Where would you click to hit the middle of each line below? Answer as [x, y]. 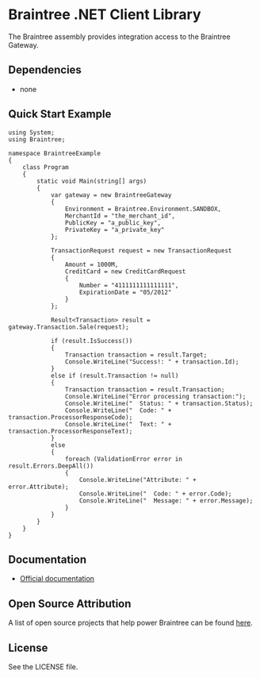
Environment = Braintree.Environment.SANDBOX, [143, 209]
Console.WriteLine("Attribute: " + [138, 480]
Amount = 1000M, [92, 264]
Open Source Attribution [70, 604]
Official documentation [57, 579]
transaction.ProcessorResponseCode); [71, 417]
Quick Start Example [60, 114]
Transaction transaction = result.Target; [136, 355]
